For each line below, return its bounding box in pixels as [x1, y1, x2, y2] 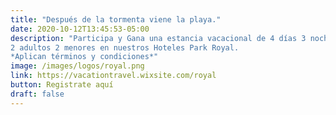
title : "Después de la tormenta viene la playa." [10, 14, 222, 25]
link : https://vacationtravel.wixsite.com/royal [10, 71, 217, 81]
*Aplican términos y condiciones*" [10, 52, 159, 62]
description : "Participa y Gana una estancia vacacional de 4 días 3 [10, 33, 307, 43]
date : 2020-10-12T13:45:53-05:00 [10, 24, 150, 34]
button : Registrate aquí [10, 80, 114, 90]
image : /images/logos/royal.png [10, 61, 145, 71]
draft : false [10, 89, 65, 99]
